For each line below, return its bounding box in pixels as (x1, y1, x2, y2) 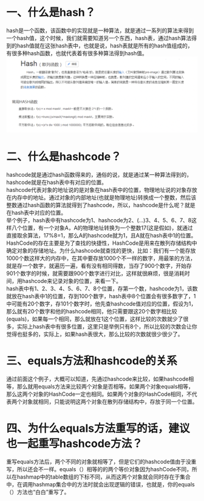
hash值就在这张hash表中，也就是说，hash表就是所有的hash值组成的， (16, 42, 193, 49)
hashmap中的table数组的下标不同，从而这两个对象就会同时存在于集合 (16, 473, 191, 480)
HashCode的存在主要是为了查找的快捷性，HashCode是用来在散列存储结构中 (6, 239, 197, 247)
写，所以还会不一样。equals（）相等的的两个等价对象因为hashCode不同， (6, 466, 192, 473)
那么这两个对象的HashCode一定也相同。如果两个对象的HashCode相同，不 (6, 390, 192, 398)
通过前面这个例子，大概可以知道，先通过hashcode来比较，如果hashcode (6, 375, 189, 383)
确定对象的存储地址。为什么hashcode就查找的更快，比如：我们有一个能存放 (6, 247, 196, 254)
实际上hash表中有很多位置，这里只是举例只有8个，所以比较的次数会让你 (16, 323, 197, 330)
